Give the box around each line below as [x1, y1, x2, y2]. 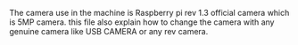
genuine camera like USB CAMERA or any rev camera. [9, 26, 209, 36]
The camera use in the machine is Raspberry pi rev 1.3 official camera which [9, 8, 290, 18]
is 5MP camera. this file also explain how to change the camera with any [9, 17, 275, 27]
